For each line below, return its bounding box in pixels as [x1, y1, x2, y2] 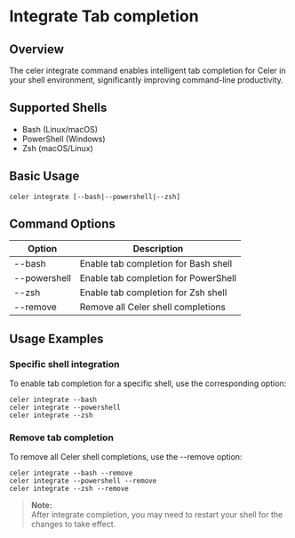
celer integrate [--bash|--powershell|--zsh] [9, 192, 180, 201]
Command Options [9, 216, 116, 232]
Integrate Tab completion [9, 6, 199, 27]
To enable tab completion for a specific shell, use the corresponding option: [9, 378, 287, 389]
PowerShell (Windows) [21, 133, 106, 144]
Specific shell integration [9, 357, 120, 370]
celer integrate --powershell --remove [9, 477, 157, 486]
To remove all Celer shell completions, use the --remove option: [9, 452, 243, 462]
